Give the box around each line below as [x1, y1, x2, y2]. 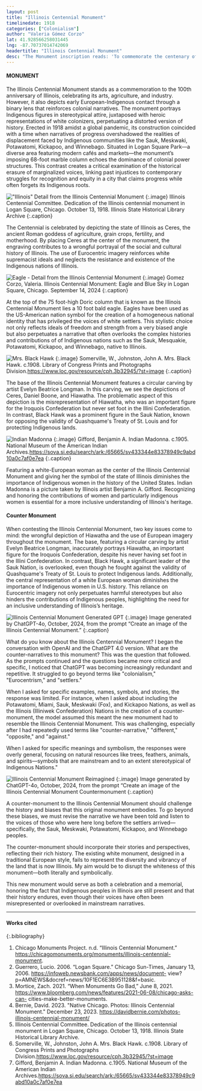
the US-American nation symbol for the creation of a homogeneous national [6, 311, 194, 318]
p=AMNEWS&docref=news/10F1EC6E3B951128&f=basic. [14, 976, 156, 983]
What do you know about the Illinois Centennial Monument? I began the [6, 638, 183, 645]
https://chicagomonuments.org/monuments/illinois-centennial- [14, 951, 171, 958]
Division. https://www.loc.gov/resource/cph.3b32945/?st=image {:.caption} [6, 367, 192, 375]
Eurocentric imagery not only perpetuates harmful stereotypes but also [6, 589, 182, 597]
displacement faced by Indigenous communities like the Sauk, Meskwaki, [6, 137, 188, 144]
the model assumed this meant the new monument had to [35, 714, 179, 721]
